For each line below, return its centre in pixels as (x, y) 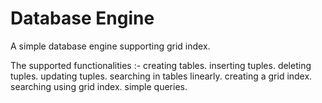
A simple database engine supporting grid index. (110, 46)
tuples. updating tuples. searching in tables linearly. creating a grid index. (161, 76)
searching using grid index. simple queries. (99, 86)
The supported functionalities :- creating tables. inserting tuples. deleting (161, 65)
